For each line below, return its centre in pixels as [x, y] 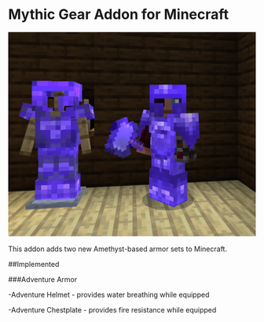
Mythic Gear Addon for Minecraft [119, 15]
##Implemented [34, 265]
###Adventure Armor [42, 279]
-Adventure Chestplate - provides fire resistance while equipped [112, 310]
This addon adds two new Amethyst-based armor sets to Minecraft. [118, 249]
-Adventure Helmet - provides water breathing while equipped [109, 295]
